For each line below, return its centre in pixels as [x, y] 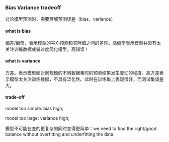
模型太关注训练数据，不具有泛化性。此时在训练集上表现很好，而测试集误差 [87, 79]
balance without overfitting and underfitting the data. [60, 134]
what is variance [23, 61]
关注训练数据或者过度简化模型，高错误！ [47, 49]
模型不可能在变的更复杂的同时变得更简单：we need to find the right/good [81, 128]
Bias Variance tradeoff [33, 8]
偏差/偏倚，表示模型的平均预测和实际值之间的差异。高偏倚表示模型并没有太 [83, 43]
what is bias [18, 31]
